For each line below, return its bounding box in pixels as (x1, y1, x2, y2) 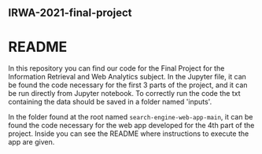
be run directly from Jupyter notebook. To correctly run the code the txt (8, 89, 242, 98)
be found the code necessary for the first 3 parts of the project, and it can (8, 80, 248, 90)
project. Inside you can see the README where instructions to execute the (8, 129, 249, 138)
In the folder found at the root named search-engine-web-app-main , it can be (8, 112, 253, 122)
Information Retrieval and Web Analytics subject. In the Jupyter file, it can (8, 72, 246, 82)
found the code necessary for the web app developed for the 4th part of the (8, 121, 255, 130)
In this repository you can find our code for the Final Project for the (8, 64, 225, 73)
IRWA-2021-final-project (8, 6, 132, 20)
